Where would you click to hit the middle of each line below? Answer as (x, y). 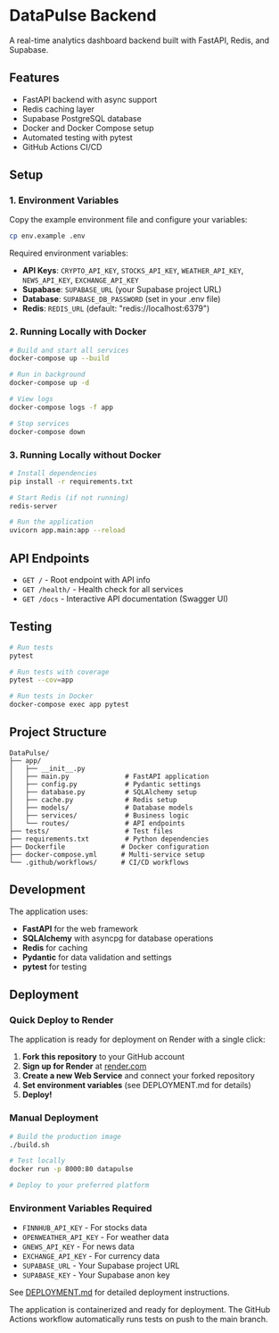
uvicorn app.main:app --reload (67, 531)
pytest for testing (54, 967)
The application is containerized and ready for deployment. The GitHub (140, 1310)
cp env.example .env (48, 236)
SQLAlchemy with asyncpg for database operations (118, 938)
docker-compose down (48, 432)
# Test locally (37, 1161)
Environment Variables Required (81, 1208)
